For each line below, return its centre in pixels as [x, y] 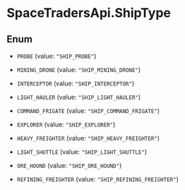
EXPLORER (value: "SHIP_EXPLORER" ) [66, 124]
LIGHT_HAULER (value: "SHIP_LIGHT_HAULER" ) [79, 97]
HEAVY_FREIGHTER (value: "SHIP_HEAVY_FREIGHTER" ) [88, 138]
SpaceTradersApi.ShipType [89, 13]
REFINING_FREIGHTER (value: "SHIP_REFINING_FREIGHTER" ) [98, 179]
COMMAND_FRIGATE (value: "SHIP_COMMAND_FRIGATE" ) [88, 111]
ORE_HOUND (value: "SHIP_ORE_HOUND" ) [69, 165]
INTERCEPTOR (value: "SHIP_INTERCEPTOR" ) [76, 83]
